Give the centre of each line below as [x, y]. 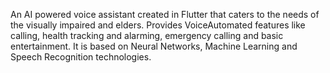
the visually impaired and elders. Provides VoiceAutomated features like [158, 25]
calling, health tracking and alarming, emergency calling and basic [147, 35]
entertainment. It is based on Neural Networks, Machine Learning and [154, 46]
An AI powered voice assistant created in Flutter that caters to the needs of [165, 14]
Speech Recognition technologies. [81, 57]
